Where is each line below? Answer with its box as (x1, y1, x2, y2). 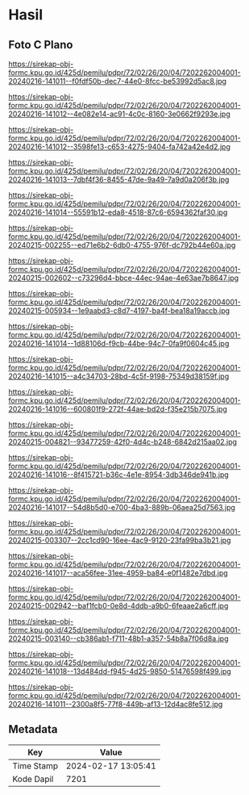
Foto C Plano (8, 38, 73, 52)
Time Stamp (12, 760, 59, 772)
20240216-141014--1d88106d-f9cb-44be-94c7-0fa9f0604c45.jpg (8, 339, 230, 348)
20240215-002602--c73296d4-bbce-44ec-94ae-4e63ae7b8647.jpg (8, 273, 239, 282)
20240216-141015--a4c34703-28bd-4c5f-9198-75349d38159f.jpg (8, 371, 230, 381)
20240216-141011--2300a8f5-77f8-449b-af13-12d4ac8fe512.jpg (8, 700, 223, 709)
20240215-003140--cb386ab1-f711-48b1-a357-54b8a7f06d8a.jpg (8, 634, 229, 643)
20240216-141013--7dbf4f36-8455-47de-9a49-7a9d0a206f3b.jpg (8, 175, 230, 184)
